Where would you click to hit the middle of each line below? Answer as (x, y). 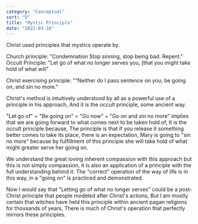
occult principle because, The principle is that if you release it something (95, 129)
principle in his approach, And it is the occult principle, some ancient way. (96, 105)
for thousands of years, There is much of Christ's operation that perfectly (96, 209)
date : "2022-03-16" (30, 28)
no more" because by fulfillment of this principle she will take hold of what (97, 141)
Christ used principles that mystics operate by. (63, 45)
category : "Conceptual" (36, 12)
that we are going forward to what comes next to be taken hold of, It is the (96, 123)
